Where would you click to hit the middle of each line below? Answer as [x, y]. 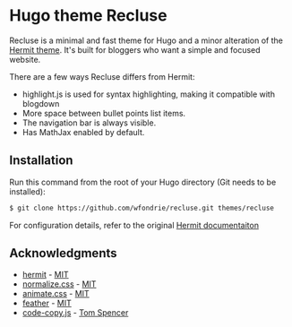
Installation [41, 161]
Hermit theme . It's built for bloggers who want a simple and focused [135, 49]
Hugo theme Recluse [88, 16]
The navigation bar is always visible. [89, 123]
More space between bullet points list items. [104, 113]
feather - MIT [47, 303]
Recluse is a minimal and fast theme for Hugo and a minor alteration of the [146, 40]
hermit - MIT [45, 275]
